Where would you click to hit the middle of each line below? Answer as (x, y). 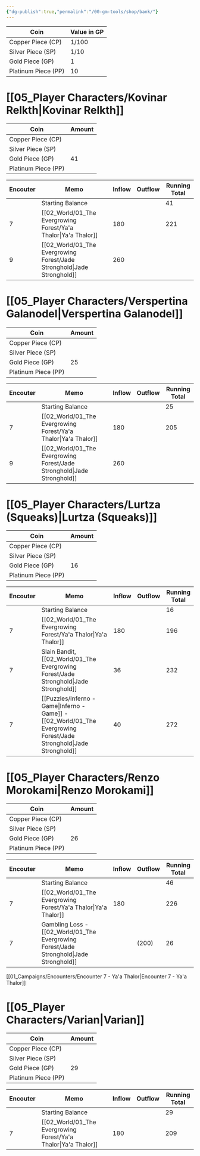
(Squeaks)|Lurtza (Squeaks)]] (82, 517)
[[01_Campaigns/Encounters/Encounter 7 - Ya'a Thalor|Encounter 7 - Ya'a (97, 976)
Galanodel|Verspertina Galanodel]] (95, 313)
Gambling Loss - (65, 925)
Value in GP (87, 32)
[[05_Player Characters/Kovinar (87, 98)
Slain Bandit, (59, 652)
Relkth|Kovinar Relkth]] (65, 110)
